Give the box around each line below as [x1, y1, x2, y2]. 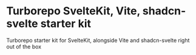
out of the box [6, 43, 41, 50]
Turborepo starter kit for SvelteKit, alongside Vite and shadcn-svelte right [6, 36, 190, 44]
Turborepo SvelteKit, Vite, [6, 4, 141, 18]
